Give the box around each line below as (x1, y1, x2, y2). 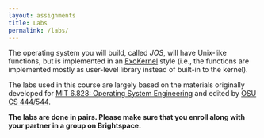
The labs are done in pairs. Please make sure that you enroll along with (8, 113, 246, 122)
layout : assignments (8, 11, 77, 20)
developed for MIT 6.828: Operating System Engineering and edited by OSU (8, 89, 257, 98)
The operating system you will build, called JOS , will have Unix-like (8, 48, 228, 58)
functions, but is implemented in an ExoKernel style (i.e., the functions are (8, 56, 250, 66)
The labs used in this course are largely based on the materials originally (8, 80, 246, 90)
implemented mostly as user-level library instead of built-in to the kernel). (8, 65, 248, 75)
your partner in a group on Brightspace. (8, 121, 141, 131)
